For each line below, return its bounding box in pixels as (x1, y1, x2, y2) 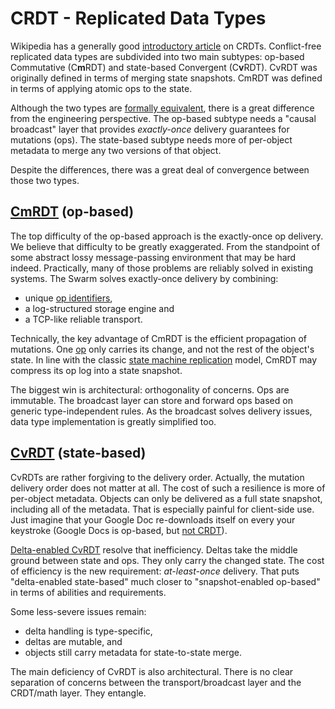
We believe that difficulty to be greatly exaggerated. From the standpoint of (10, 240, 321, 252)
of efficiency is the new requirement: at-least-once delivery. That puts (10, 565, 300, 577)
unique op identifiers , (24, 292, 113, 304)
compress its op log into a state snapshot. (10, 364, 183, 376)
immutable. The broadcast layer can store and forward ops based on (10, 394, 293, 406)
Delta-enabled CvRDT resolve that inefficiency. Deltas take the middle (10, 543, 298, 556)
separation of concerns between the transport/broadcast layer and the (10, 676, 302, 688)
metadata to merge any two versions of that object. (10, 144, 222, 156)
